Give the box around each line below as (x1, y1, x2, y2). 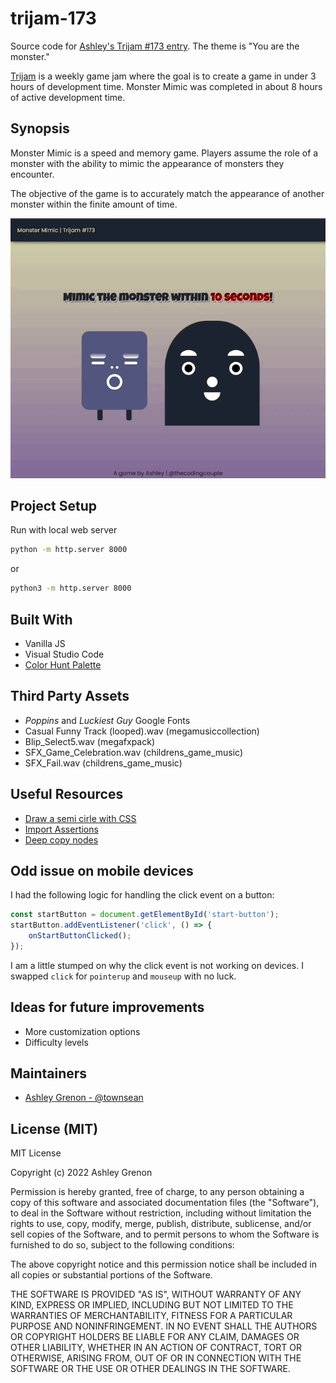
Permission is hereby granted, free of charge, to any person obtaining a (10, 1186, 305, 1198)
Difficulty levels (24, 1036, 89, 1048)
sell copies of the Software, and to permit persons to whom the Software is (10, 1228, 320, 1241)
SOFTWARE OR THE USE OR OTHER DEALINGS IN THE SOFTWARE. (10, 1363, 291, 1375)
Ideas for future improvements (10, 999, 205, 1016)
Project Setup (10, 497, 98, 514)
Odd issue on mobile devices (10, 862, 194, 879)
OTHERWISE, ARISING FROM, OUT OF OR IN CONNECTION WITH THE (10, 1352, 302, 1364)
